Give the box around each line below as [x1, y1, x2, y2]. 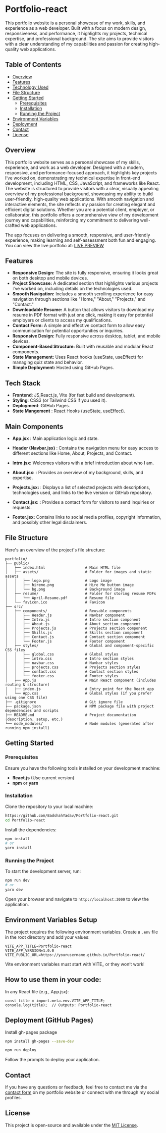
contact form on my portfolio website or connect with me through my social [5, 1089, 160, 1095]
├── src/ [5, 604, 23, 609]
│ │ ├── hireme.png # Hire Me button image [5, 582, 134, 588]
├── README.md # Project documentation [5, 712, 136, 717]
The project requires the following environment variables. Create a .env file [5, 929, 158, 935]
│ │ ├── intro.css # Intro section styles [5, 656, 134, 661]
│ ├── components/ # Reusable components [5, 608, 132, 613]
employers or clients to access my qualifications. [12, 317, 112, 323]
